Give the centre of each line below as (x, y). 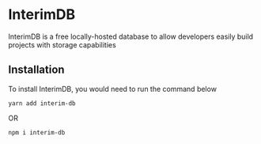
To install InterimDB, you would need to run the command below (113, 89)
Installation (36, 70)
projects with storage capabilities (62, 44)
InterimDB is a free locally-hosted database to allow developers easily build (131, 36)
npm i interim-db (37, 132)
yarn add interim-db (42, 103)
